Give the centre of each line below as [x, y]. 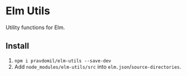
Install [17, 46]
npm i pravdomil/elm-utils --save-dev [63, 61]
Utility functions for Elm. [35, 27]
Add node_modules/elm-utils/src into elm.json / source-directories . [98, 66]
